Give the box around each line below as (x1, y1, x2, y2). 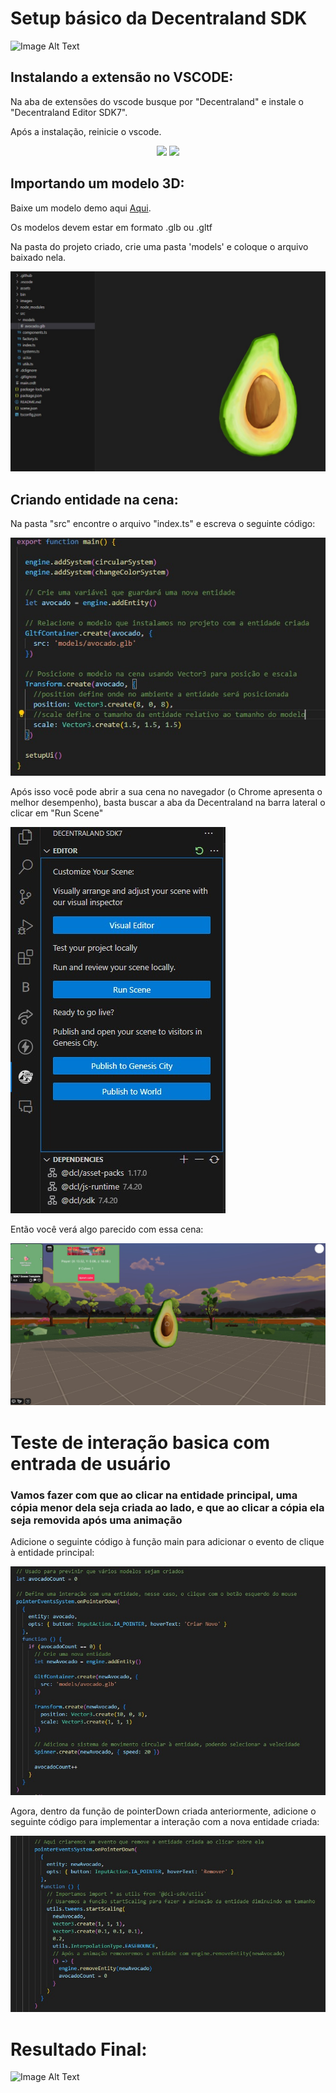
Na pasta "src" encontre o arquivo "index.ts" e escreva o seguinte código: (10, 518, 316, 530)
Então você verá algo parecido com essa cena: (10, 1223, 204, 1236)
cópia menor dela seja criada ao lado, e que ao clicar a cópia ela (10, 1500, 325, 1514)
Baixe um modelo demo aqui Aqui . (10, 202, 152, 214)
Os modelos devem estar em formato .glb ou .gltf (10, 221, 213, 233)
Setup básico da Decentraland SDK (10, 7, 308, 30)
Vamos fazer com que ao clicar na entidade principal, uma (10, 1488, 298, 1502)
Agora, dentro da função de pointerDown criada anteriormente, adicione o (10, 1805, 317, 1817)
